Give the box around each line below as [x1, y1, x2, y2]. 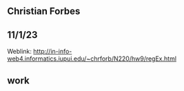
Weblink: [7, 48, 32, 56]
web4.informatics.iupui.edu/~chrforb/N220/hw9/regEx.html [7, 54, 177, 63]
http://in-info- [33, 48, 72, 56]
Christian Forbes [7, 6, 81, 17]
